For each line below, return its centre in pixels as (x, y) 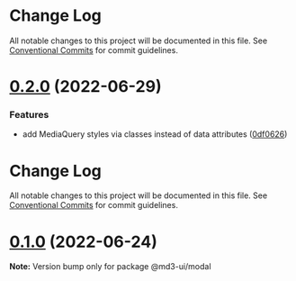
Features (29, 115)
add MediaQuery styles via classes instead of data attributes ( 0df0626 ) (155, 134)
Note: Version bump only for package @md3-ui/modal (110, 267)
